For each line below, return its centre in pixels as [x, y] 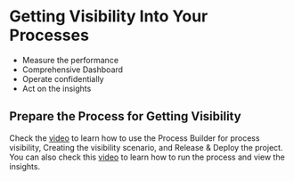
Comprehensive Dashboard [72, 70]
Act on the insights [57, 88]
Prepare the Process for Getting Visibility [126, 116]
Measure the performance [70, 60]
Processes [49, 35]
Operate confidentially [63, 78]
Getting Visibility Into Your [109, 16]
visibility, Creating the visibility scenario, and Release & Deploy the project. [146, 147]
